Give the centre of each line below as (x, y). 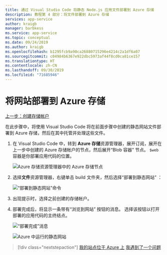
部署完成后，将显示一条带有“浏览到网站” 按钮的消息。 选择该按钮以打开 (86, 209)
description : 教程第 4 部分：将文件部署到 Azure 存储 (57, 14)
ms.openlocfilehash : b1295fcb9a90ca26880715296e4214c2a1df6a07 (73, 51)
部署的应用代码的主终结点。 (41, 215)
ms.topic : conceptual (28, 38)
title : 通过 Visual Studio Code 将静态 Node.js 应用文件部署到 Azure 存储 (80, 10)
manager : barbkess (24, 28)
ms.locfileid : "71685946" (32, 75)
